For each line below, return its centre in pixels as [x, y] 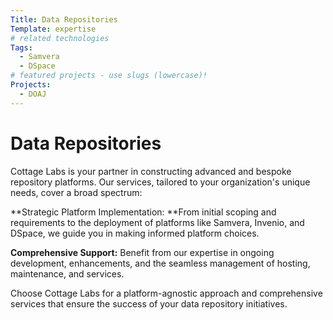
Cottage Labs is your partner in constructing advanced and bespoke [151, 171]
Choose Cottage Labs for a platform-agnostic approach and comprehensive [166, 293]
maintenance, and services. [67, 273]
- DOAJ [33, 94]
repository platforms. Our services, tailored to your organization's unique [160, 182]
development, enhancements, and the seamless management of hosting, [160, 263]
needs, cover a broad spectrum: [76, 192]
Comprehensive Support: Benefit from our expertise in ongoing [142, 252]
